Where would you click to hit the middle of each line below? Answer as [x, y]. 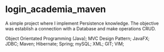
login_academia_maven [56, 9]
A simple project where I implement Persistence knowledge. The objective [82, 23]
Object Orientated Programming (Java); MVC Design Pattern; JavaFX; [77, 38]
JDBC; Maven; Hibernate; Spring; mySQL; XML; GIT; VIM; [65, 43]
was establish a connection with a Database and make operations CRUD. [80, 28]
